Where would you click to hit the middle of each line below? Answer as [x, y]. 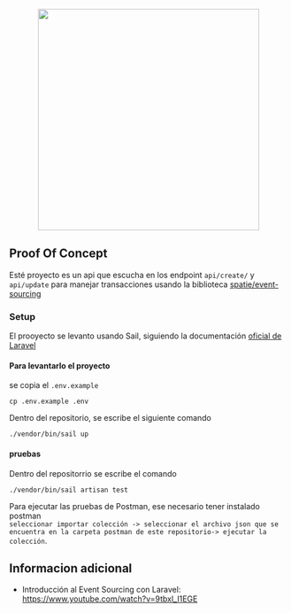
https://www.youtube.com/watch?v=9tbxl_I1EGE [110, 599]
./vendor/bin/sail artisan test [69, 490]
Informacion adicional [71, 568]
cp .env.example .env [49, 402]
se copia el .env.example [54, 385]
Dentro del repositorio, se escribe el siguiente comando [111, 418]
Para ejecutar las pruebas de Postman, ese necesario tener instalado [135, 506]
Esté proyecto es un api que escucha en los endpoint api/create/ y [132, 275]
